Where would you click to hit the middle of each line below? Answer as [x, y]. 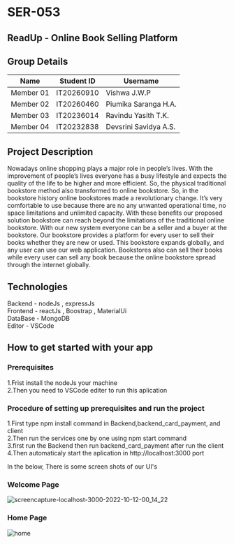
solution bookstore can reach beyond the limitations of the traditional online [116, 220]
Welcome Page [33, 484]
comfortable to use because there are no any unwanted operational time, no [117, 206]
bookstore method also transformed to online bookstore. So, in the [103, 191]
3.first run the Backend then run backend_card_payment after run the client [116, 446]
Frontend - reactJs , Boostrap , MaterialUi [67, 311]
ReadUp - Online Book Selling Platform [93, 38]
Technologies [38, 287]
